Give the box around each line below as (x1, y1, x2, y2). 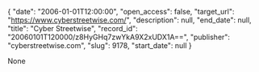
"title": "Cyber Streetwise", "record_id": (7, 24, 138, 33)
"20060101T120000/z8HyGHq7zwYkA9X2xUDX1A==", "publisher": (7, 32, 231, 42)
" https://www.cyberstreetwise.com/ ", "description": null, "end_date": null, (7, 15, 252, 25)
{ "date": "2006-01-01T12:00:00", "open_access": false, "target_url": (7, 7, 235, 16)
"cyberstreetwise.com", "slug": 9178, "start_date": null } (7, 41, 193, 50)
